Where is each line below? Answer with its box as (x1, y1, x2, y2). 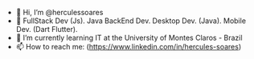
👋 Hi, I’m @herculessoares (15, 8, 104, 17)
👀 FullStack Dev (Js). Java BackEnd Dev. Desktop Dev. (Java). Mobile (15, 16, 247, 26)
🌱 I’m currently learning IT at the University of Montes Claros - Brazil (15, 33, 243, 42)
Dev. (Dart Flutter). (15, 25, 78, 33)
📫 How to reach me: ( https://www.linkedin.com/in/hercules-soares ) (15, 42, 242, 51)
